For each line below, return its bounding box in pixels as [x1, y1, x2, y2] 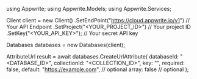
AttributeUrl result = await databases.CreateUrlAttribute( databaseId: [6, 53, 179, 60]
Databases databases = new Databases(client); [6, 42, 126, 48]
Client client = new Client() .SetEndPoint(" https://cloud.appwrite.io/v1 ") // [6, 17, 190, 24]
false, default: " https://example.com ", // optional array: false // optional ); [6, 66, 189, 73]
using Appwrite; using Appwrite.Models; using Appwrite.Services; [6, 5, 172, 12]
